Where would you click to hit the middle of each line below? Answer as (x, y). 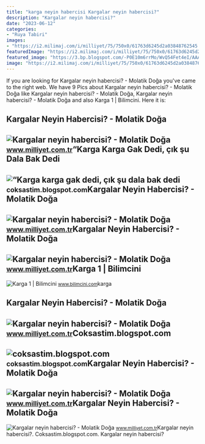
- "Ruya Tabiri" (27, 35)
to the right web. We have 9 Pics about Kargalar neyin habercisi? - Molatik (99, 87)
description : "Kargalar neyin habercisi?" (61, 18)
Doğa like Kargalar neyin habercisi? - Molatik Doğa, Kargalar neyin (89, 93)
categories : (21, 29)
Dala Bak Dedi (33, 159)
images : (16, 40)
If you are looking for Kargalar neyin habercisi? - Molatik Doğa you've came (101, 81)
